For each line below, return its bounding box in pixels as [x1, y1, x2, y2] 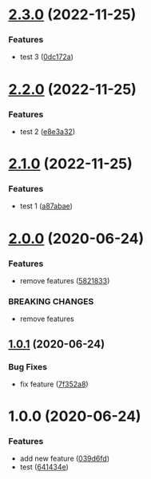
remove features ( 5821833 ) [19, 275, 110, 285]
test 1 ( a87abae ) [19, 201, 74, 211]
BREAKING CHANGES [8, 295, 94, 307]
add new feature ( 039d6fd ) [19, 453, 110, 464]
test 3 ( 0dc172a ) [19, 52, 74, 61]
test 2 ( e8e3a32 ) [19, 126, 76, 137]
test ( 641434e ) [19, 462, 70, 472]
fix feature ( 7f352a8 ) [19, 379, 89, 389]
